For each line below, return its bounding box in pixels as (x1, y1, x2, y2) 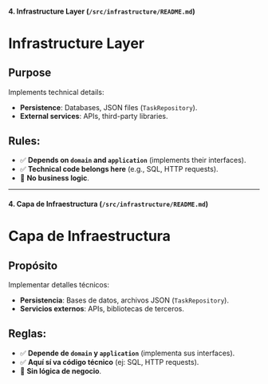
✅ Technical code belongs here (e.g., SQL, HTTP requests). (19, 164, 219, 174)
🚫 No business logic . (19, 173, 90, 183)
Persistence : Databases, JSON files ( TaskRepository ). (19, 102, 198, 112)
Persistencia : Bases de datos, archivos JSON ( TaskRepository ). (19, 295, 230, 305)
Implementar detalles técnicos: (8, 280, 110, 289)
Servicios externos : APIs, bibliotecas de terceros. (19, 304, 185, 313)
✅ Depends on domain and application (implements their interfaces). (19, 156, 246, 165)
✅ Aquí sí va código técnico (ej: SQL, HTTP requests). (19, 357, 199, 366)
